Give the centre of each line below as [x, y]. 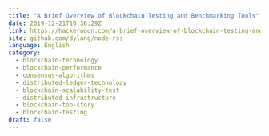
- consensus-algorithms [55, 75]
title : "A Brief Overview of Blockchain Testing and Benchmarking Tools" [134, 16]
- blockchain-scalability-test [68, 90]
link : [17, 30]
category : [25, 53]
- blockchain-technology [57, 61]
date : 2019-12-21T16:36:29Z [55, 23]
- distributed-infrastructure [66, 98]
